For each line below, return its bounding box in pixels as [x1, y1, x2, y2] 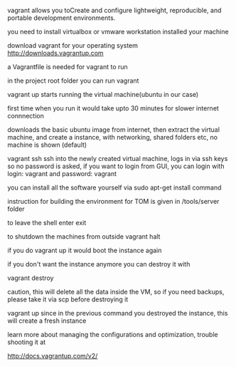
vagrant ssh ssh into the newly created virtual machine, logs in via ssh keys [7, 155, 228, 162]
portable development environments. [7, 14, 116, 22]
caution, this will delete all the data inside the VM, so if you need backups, [7, 288, 225, 296]
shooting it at [7, 338, 46, 346]
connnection [7, 112, 45, 120]
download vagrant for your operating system [7, 41, 139, 49]
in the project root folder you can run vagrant [7, 76, 139, 85]
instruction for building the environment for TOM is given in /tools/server [7, 197, 220, 205]
